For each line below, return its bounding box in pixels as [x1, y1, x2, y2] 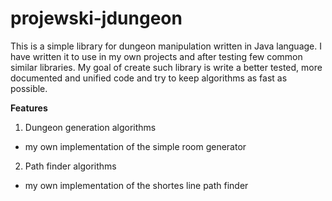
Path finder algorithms [24, 160, 117, 172]
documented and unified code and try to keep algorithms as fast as [10, 72, 288, 84]
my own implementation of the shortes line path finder [24, 179, 249, 191]
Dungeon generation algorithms [24, 121, 157, 133]
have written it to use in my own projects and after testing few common [10, 50, 303, 62]
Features [10, 102, 48, 114]
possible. [10, 82, 48, 94]
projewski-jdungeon [10, 7, 183, 30]
